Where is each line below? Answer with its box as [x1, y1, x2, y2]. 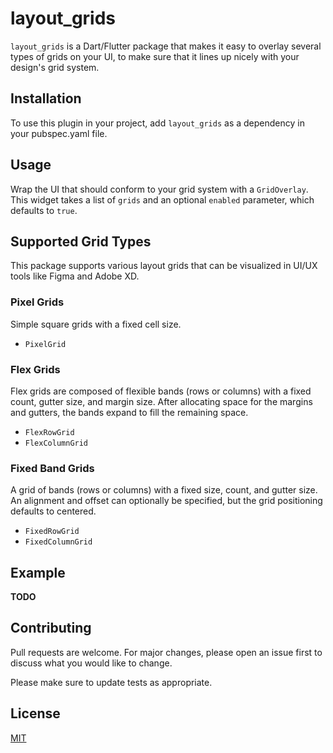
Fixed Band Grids [10, 461, 95, 475]
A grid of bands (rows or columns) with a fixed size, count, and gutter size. [10, 484, 318, 496]
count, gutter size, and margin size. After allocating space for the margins [10, 395, 313, 407]
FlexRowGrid [24, 427, 75, 437]
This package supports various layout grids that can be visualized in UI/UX [10, 260, 318, 272]
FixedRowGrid [24, 527, 80, 537]
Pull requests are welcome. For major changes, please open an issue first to [10, 646, 323, 658]
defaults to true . [10, 204, 78, 216]
